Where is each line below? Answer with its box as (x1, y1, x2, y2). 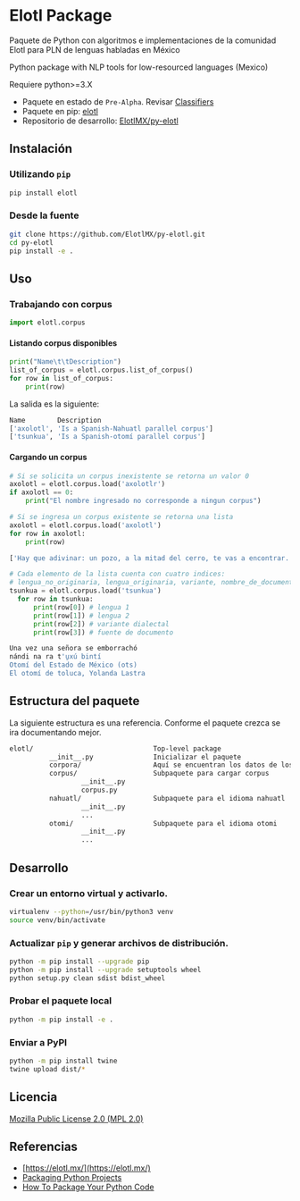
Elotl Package (9, 5, 112, 26)
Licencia (9, 1089, 58, 1104)
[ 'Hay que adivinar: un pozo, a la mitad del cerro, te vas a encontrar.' (9, 553, 294, 563)
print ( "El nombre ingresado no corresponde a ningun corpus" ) (25, 497, 262, 506)
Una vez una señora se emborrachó (9, 644, 138, 653)
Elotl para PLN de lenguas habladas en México (9, 44, 180, 55)
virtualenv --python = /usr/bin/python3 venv (9, 907, 174, 916)
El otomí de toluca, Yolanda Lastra (9, 669, 146, 678)
